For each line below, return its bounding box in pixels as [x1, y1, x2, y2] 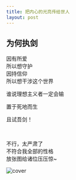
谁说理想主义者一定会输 [6, 91, 64, 98]
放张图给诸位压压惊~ [6, 155, 57, 163]
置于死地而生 [6, 103, 38, 110]
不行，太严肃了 [6, 140, 43, 148]
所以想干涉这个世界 [6, 77, 54, 85]
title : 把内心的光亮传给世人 [6, 8, 70, 15]
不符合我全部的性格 [6, 148, 54, 155]
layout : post [6, 14, 39, 20]
